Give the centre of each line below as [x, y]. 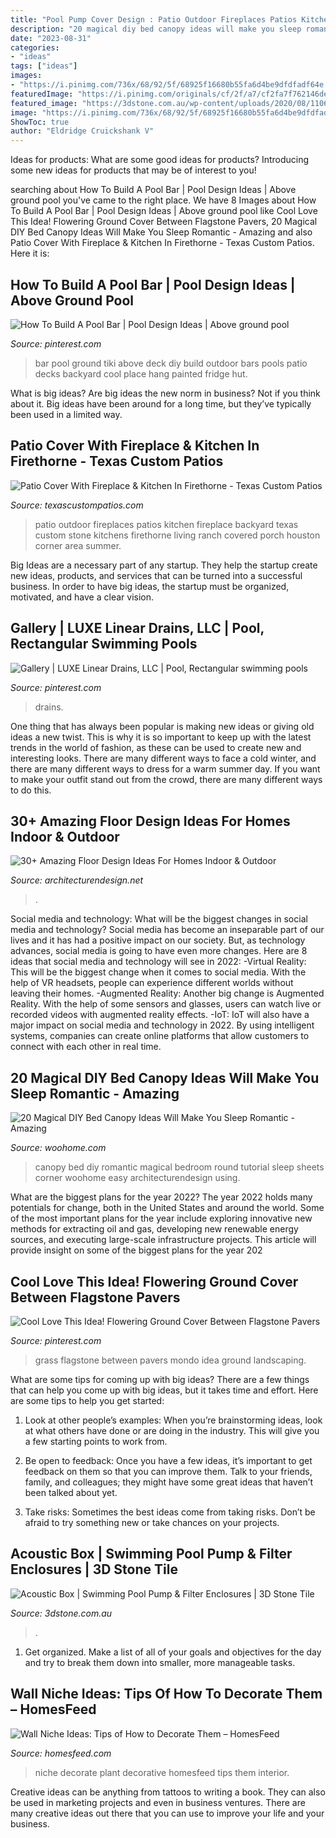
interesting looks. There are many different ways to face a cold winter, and [163, 758]
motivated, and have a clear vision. [82, 597]
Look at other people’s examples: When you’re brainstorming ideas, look [173, 1420]
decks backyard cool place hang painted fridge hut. [141, 373]
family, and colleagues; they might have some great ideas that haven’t [168, 1482]
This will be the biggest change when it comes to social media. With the [158, 972]
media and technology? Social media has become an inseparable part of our [167, 930]
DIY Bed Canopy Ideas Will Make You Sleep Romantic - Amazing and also [161, 232]
